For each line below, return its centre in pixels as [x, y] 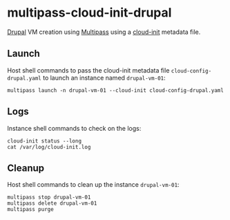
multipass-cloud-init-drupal [89, 13]
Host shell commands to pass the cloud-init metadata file [88, 70]
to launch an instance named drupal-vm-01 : [104, 77]
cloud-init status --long [44, 141]
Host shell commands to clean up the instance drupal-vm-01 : [93, 185]
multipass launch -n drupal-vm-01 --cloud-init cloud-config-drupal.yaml [116, 90]
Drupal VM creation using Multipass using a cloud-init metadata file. [104, 32]
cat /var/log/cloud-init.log [49, 147]
